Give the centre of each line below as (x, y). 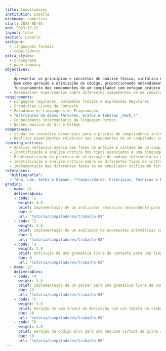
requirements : (20, 97)
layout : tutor (20, 33)
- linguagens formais (32, 46)
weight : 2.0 (30, 249)
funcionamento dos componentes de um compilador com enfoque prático (87, 88)
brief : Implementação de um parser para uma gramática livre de (86, 285)
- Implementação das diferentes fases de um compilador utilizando (81, 166)
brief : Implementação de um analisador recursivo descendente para (89, 207)
